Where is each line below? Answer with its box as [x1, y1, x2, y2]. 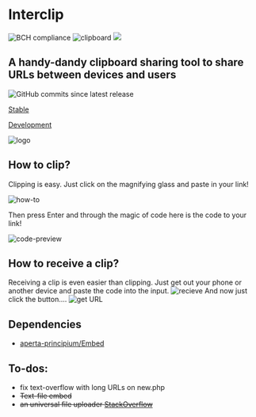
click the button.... [8, 295, 67, 304]
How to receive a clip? [8, 256, 120, 270]
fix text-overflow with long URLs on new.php [19, 383, 165, 392]
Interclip [8, 6, 64, 24]
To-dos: [8, 362, 48, 375]
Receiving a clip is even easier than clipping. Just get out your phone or [8, 277, 243, 287]
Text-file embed [19, 391, 73, 400]
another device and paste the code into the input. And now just [8, 286, 248, 296]
